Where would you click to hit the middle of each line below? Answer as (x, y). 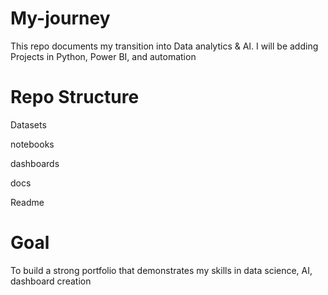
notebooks (32, 144)
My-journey (60, 18)
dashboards (35, 163)
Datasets (28, 124)
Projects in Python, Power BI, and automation (103, 56)
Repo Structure (75, 97)
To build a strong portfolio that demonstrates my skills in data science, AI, (161, 270)
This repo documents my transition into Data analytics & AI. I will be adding (164, 46)
